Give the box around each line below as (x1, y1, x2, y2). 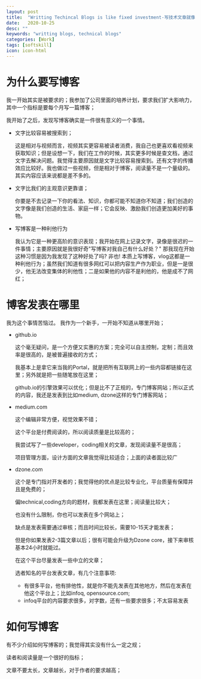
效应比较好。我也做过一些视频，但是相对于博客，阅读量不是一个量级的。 (14, 164, 193, 171)
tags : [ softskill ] (6, 42, 52, 48)
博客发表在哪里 (6, 298, 80, 312)
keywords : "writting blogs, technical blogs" (6, 31, 121, 37)
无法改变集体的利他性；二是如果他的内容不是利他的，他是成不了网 (31, 267, 193, 275)
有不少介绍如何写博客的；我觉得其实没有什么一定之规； (6, 641, 142, 648)
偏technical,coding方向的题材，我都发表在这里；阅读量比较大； (14, 498, 172, 506)
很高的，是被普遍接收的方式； (25, 351, 99, 358)
